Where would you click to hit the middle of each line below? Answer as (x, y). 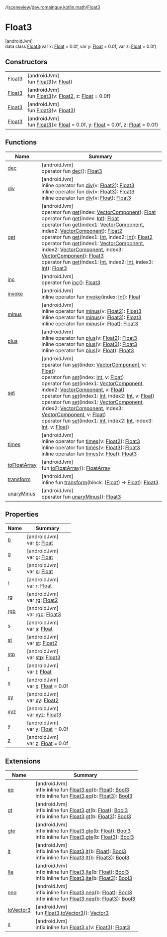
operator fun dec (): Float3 (72, 171)
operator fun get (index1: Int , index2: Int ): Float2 (97, 237)
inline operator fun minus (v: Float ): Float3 (90, 323)
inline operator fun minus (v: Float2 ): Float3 (91, 311)
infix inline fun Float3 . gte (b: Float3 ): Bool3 (85, 837)
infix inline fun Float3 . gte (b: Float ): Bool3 (83, 831)
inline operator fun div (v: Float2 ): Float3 (88, 185)
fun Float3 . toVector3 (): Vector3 (72, 913)
